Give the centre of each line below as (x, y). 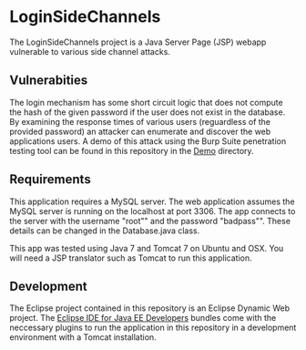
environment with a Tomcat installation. (83, 337)
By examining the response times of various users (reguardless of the (140, 121)
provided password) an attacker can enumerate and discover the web (140, 131)
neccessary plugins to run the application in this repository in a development (153, 328)
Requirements (50, 180)
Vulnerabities (49, 81)
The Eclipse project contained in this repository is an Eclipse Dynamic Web (150, 308)
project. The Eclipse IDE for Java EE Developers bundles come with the (143, 318)
